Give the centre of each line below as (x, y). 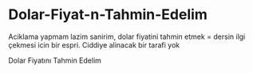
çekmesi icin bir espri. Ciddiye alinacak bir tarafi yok (94, 44)
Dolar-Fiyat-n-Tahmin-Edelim (108, 15)
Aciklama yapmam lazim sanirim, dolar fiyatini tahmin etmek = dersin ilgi (127, 36)
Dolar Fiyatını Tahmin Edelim (55, 60)
